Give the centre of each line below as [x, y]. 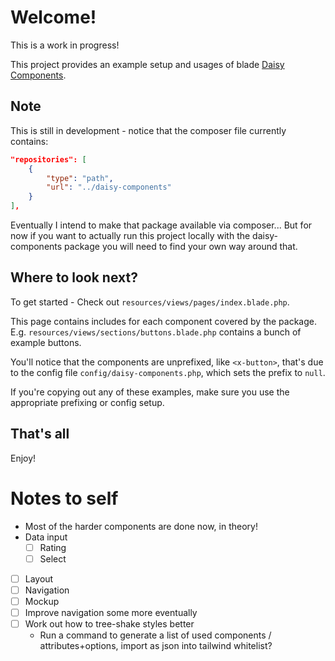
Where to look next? [74, 277]
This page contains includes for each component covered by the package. [163, 321]
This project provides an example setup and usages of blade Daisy [147, 64]
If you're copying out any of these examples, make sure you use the [150, 392]
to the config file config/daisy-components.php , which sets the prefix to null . [168, 372]
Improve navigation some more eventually [111, 612]
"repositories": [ [48, 159]
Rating [53, 547]
